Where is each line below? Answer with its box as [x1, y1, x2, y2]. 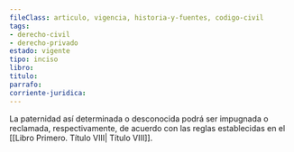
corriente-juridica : [9, 88, 87, 97]
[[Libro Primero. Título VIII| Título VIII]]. [9, 132, 153, 143]
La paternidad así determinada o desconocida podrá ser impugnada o [9, 113, 269, 124]
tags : [9, 22, 30, 31]
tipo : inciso [9, 55, 59, 64]
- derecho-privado [9, 38, 78, 48]
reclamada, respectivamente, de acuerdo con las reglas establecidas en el [9, 122, 286, 133]
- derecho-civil [9, 30, 70, 39]
